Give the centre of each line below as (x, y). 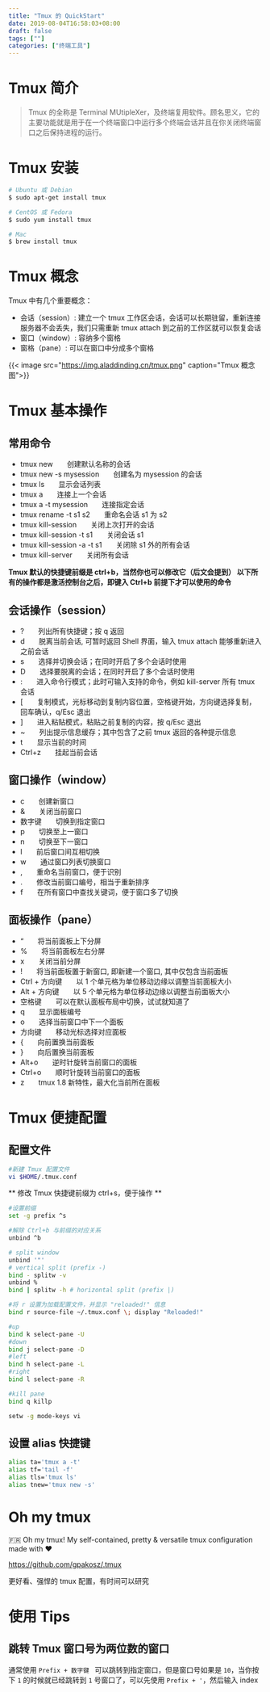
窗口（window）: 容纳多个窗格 (71, 338)
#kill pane (27, 1394)
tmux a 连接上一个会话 (63, 494)
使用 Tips (39, 1616)
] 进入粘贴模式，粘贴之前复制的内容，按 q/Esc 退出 (110, 722)
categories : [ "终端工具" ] (50, 46)
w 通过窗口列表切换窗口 (65, 862)
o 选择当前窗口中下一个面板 (72, 1022)
